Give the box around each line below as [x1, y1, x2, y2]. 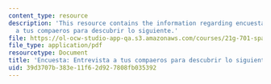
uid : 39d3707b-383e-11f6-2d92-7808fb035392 [8, 64, 157, 72]
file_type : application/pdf [8, 42, 103, 50]
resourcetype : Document [8, 49, 89, 57]
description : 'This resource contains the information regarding [8, 19, 232, 27]
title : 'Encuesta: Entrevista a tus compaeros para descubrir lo [8, 57, 232, 65]
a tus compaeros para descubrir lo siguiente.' [15, 26, 179, 34]
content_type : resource [8, 11, 89, 20]
